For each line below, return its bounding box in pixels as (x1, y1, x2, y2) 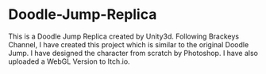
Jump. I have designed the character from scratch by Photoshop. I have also (8, 48, 259, 57)
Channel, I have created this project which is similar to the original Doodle (8, 39, 249, 49)
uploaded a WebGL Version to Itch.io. (8, 57, 130, 66)
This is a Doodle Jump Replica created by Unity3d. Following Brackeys (8, 31, 240, 41)
